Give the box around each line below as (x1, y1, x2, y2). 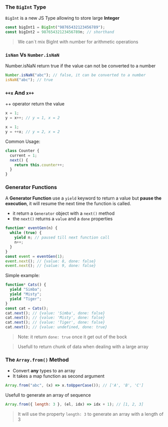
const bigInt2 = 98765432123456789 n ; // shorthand (5, 29, 114, 35)
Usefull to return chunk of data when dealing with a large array (17, 343, 149, 350)
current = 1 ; (10, 153, 37, 158)
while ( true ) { (10, 230, 42, 236)
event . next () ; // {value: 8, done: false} (5, 258, 96, 264)
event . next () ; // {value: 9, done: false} (5, 263, 96, 268)
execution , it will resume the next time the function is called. (5, 201, 132, 207)
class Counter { (5, 148, 39, 153)
